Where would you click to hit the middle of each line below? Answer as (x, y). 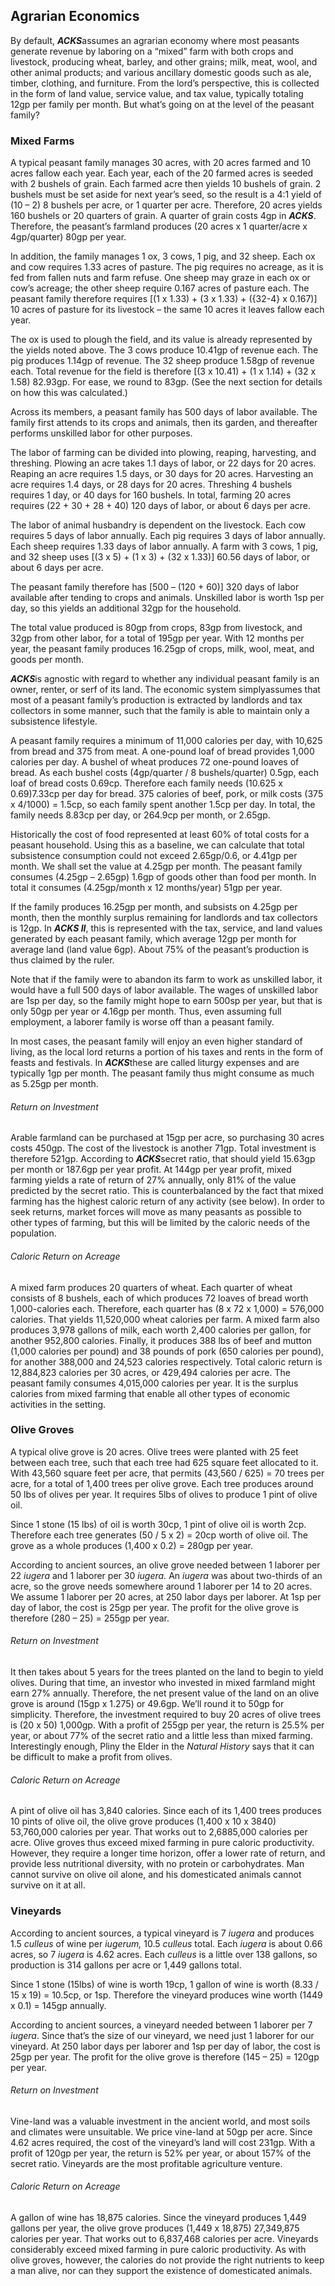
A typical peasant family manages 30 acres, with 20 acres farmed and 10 (161, 163)
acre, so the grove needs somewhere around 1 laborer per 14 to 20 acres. (161, 1586)
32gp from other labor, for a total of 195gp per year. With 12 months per (157, 638)
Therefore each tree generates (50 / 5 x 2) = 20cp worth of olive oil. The (159, 1535)
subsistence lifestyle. (54, 721)
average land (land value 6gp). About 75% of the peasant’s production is (160, 950)
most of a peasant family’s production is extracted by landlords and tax (156, 700)
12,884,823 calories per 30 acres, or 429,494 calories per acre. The (150, 1372)
